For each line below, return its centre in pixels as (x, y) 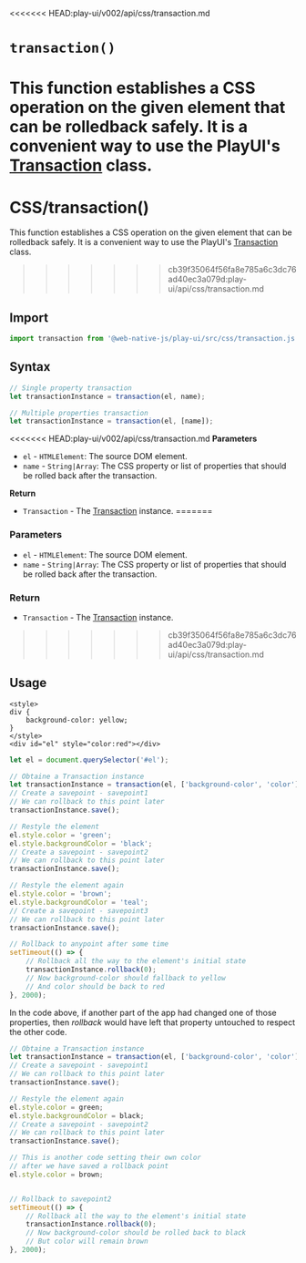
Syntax (30, 367)
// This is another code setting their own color (106, 1158)
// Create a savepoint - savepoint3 (79, 910)
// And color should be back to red (96, 986)
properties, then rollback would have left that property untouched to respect (153, 1022)
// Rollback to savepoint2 (61, 1199)
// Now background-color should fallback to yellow (126, 978)
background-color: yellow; (77, 720)
